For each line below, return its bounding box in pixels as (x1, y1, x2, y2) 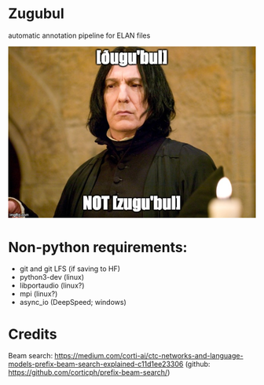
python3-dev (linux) (19, 273, 85, 282)
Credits (8, 325, 57, 343)
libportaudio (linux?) (19, 280, 85, 291)
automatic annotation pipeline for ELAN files (8, 31, 151, 40)
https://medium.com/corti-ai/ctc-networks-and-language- (54, 351, 244, 361)
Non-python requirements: (8, 238, 188, 256)
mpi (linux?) (19, 289, 58, 299)
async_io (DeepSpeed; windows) (19, 298, 127, 307)
